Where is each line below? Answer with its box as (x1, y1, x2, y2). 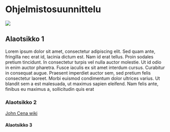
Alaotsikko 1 (5, 35, 45, 44)
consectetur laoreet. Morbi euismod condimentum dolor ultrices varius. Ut (5, 75, 160, 81)
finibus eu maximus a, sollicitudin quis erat (5, 86, 94, 92)
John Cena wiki (5, 110, 38, 116)
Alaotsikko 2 (5, 98, 37, 106)
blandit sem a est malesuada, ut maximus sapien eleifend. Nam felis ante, (5, 80, 159, 87)
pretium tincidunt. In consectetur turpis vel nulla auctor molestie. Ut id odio (5, 59, 161, 65)
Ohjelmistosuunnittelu (5, 4, 101, 15)
